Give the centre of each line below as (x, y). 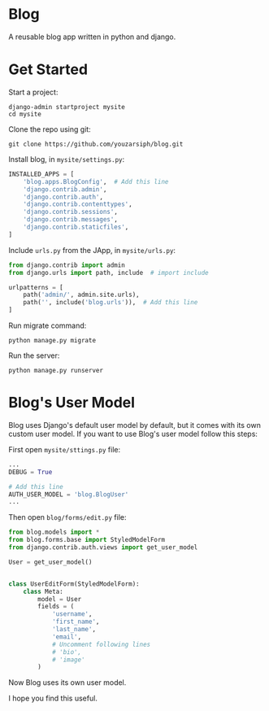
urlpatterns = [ (36, 287)
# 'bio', (67, 652)
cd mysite (25, 114)
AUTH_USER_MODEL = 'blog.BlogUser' (69, 494)
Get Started (48, 70)
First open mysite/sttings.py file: (64, 449)
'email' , (67, 637)
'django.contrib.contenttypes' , (78, 204)
